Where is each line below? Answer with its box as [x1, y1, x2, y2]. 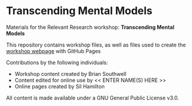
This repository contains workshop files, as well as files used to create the [6, 41, 186, 48]
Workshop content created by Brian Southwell [14, 70, 127, 77]
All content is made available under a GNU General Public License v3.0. [6, 94, 180, 101]
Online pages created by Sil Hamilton [14, 82, 105, 90]
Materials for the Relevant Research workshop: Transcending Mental [6, 24, 175, 31]
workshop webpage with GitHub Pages [6, 47, 101, 54]
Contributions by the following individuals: [6, 59, 108, 66]
